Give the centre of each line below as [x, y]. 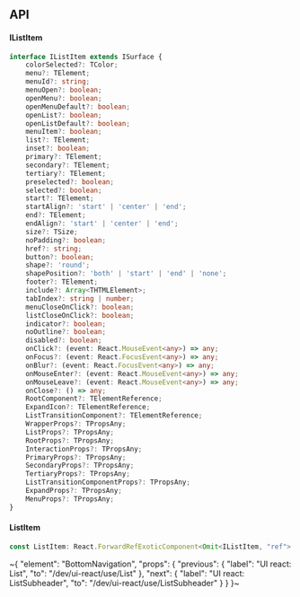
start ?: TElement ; [60, 198]
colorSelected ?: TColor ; [72, 65]
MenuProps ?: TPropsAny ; [70, 499]
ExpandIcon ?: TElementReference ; [88, 408]
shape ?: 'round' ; [58, 265]
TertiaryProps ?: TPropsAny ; [78, 474]
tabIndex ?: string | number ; [80, 298]
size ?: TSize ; [52, 232]
